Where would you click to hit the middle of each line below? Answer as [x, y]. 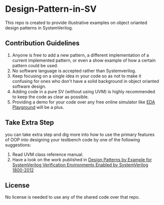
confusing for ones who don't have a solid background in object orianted [85, 81]
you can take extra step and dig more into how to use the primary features [80, 134]
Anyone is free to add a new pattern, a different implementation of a [81, 55]
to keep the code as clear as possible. [50, 97]
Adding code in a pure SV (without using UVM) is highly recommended [83, 91]
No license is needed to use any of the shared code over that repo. [72, 197]
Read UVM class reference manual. [48, 154]
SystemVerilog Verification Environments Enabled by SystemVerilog [80, 165]
